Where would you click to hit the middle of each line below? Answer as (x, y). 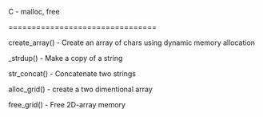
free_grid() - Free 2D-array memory (67, 105)
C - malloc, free (34, 12)
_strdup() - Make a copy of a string (66, 58)
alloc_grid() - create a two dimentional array (81, 89)
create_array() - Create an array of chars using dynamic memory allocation (132, 42)
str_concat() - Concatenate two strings (72, 74)
